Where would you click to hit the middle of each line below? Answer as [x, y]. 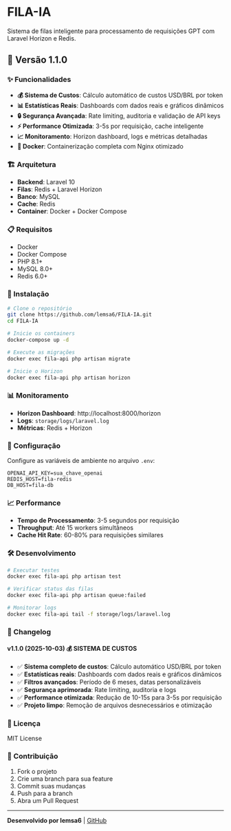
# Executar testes [33, 570]
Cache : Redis [36, 204]
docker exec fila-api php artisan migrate [69, 358]
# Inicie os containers [41, 334]
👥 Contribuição [33, 756]
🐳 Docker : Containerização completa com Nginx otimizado [100, 146]
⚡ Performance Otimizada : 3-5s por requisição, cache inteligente [110, 126]
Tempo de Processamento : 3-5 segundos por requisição [98, 521]
